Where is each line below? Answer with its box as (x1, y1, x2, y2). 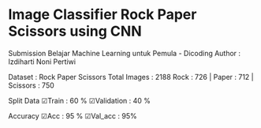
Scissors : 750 (8, 81, 55, 90)
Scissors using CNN (8, 22, 142, 40)
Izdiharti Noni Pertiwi (8, 57, 76, 66)
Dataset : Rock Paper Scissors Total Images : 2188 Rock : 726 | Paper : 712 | (8, 72, 254, 81)
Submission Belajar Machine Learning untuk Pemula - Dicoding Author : (8, 48, 241, 58)
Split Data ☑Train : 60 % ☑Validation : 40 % (8, 96, 151, 105)
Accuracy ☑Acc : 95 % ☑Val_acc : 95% (8, 111, 137, 120)
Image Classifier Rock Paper (8, 6, 197, 24)
